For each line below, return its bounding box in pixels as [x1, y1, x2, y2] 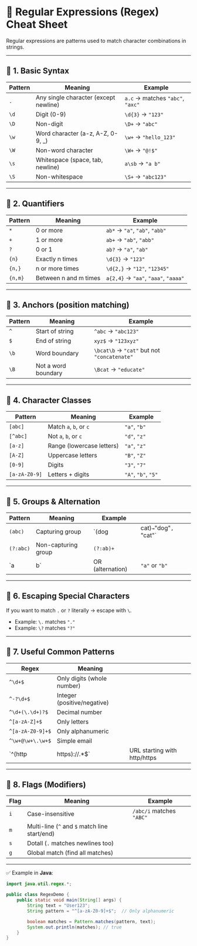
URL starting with [129, 746, 177, 754]
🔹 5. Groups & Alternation [6, 496, 101, 507]
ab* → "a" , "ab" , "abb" [106, 226, 167, 234]
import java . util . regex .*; [6, 881, 72, 887]
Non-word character [35, 146, 93, 154]
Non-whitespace [35, 173, 83, 181]
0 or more [35, 226, 63, 234]
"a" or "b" [140, 561, 168, 569]
